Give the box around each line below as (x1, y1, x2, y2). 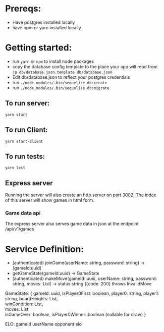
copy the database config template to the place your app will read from (12, 63, 158, 69)
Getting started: (5, 42, 72, 54)
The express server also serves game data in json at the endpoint (5, 221, 139, 227)
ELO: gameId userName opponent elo (5, 321, 82, 327)
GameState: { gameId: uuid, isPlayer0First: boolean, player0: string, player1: (5, 290, 160, 296)
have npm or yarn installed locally (12, 24, 81, 30)
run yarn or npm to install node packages (12, 58, 94, 64)
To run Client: (5, 126, 48, 134)
